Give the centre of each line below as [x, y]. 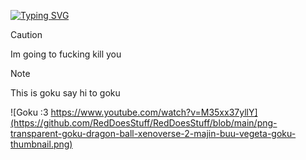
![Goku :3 [29, 112]
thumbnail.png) [41, 144]
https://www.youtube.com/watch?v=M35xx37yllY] [154, 112]
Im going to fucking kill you [66, 54]
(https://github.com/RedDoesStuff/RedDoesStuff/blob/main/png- [144, 123]
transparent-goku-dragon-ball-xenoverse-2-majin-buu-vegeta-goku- [153, 133]
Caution [26, 34]
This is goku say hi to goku [65, 93]
